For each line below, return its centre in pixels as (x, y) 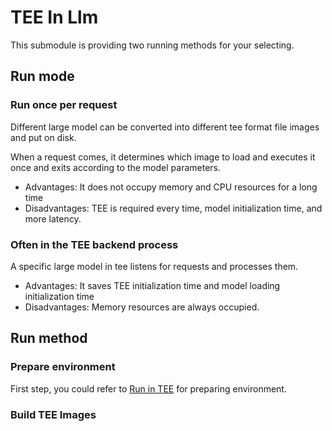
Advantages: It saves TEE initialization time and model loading (152, 285)
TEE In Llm (54, 17)
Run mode (42, 76)
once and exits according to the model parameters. (115, 167)
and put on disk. (43, 137)
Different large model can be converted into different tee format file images (165, 127)
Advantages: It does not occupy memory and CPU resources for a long (171, 187)
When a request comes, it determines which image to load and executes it (163, 157)
